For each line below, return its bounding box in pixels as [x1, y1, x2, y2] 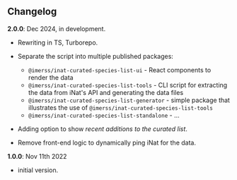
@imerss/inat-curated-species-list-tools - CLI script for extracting [28, 81, 228, 89]
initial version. [17, 166, 59, 174]
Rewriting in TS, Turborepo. [17, 38, 98, 47]
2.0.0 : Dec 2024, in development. [7, 24, 106, 33]
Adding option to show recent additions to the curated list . [17, 124, 187, 133]
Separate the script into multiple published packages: [17, 52, 173, 60]
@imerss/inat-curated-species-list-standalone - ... [28, 111, 180, 119]
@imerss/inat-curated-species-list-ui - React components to [28, 65, 212, 74]
